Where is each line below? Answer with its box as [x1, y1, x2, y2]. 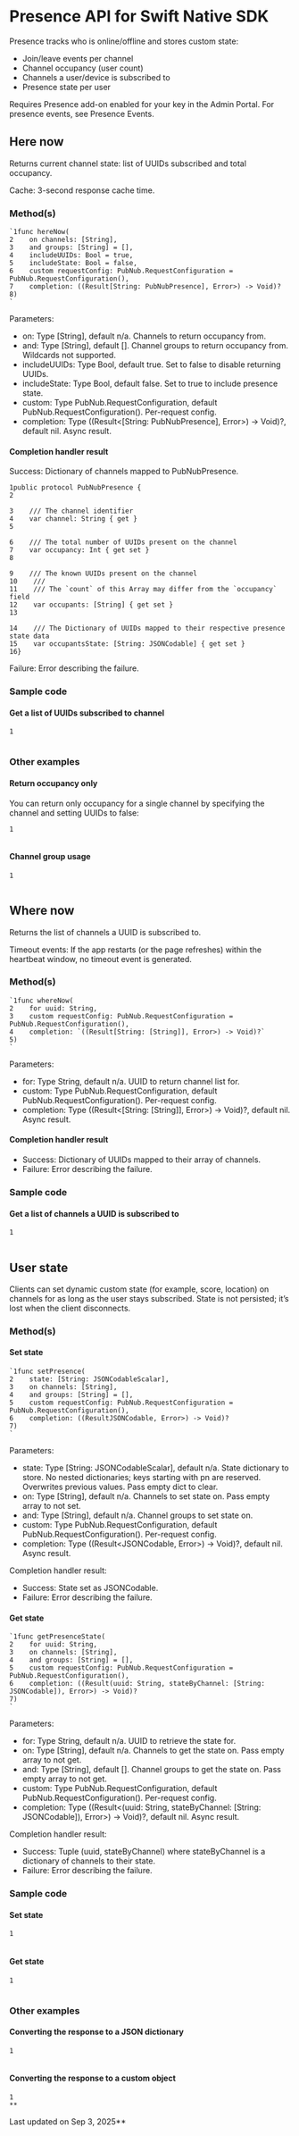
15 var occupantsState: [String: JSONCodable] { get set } [9, 640, 245, 649]
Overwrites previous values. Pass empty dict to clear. [21, 1481, 219, 1493]
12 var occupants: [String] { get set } [9, 600, 174, 609]
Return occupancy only [9, 777, 98, 788]
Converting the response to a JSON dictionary [9, 2026, 185, 2038]
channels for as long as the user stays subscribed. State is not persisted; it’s [9, 1293, 289, 1303]
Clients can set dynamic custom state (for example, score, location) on [9, 1284, 270, 1294]
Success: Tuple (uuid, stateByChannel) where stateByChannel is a [21, 1847, 266, 1857]
